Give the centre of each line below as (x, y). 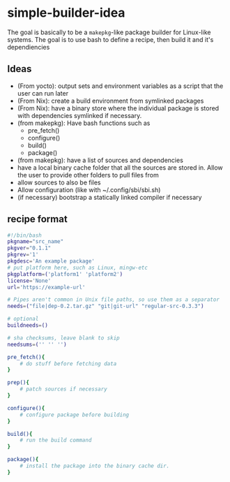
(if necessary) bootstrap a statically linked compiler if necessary (109, 197)
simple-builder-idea (66, 13)
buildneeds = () (28, 326)
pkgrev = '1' (23, 255)
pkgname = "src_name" (36, 242)
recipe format (37, 219)
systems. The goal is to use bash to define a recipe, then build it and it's (110, 39)
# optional (23, 319)
